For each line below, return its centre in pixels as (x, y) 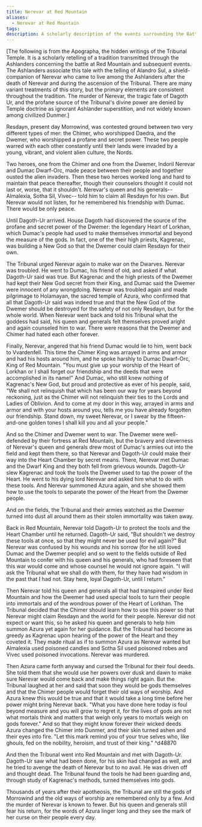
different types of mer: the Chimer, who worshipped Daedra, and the (91, 134)
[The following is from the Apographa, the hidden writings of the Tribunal (97, 51)
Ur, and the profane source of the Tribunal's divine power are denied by (95, 102)
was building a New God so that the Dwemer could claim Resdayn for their (98, 246)
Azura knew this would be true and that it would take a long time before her (99, 698)
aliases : (17, 17)
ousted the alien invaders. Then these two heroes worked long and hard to (99, 177)
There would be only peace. (41, 209)
